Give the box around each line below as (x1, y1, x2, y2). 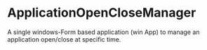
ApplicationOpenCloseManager (7, 5, 196, 21)
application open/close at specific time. (7, 35, 121, 43)
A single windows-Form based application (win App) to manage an (7, 28, 200, 36)
